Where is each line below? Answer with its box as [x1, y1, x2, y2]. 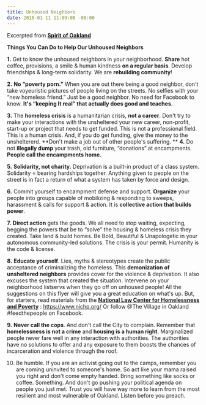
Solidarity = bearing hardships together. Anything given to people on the [7, 169, 189, 177]
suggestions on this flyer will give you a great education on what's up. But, [7, 290, 195, 297]
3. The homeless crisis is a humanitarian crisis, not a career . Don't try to [7, 112, 191, 119]
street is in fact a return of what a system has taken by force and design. [7, 175, 190, 183]
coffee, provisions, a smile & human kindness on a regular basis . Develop [7, 62, 193, 69]
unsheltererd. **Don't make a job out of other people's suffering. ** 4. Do [7, 137, 194, 145]
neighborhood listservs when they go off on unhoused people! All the [7, 283, 182, 290]
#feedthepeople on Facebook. [7, 309, 83, 317]
